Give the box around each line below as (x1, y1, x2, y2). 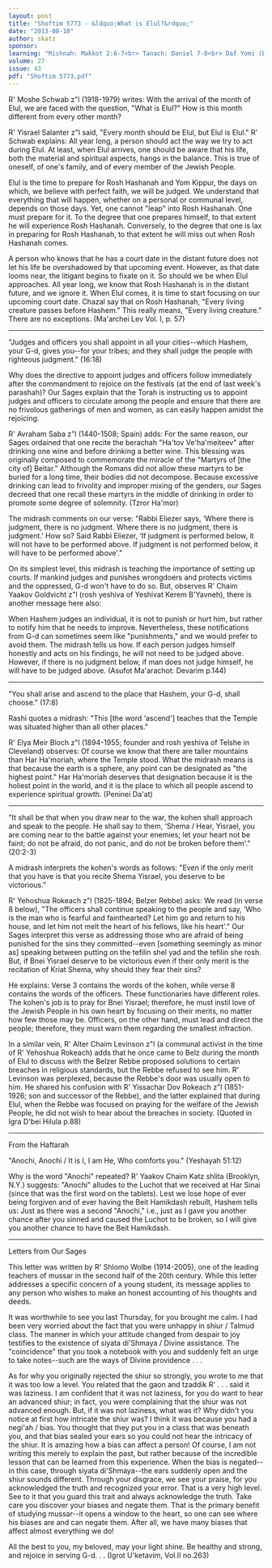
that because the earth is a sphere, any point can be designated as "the (8, 763, 248, 773)
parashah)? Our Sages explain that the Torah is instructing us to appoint (8, 387, 249, 397)
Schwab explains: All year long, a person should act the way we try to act (8, 135, 253, 146)
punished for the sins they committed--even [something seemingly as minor (8, 938, 262, 949)
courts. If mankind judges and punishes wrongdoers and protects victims (8, 572, 253, 582)
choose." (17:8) (8, 697, 59, 707)
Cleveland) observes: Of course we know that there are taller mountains (8, 746, 249, 756)
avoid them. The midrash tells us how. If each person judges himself (8, 640, 236, 649)
